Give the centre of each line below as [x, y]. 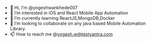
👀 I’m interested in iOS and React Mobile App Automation [69, 13]
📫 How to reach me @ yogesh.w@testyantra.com [61, 34]
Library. [18, 29]
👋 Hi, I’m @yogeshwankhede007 [44, 8]
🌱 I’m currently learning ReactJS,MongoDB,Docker [62, 18]
